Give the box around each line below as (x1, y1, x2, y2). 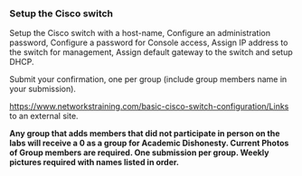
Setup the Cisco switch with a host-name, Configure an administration (9, 28, 271, 39)
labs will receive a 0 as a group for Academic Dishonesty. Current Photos (9, 138, 289, 149)
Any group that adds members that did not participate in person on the (9, 128, 280, 139)
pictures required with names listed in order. (9, 157, 179, 168)
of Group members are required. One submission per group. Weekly (9, 147, 269, 158)
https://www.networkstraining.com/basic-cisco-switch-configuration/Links (9, 101, 289, 112)
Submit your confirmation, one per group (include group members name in (9, 74, 288, 85)
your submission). (9, 84, 77, 95)
